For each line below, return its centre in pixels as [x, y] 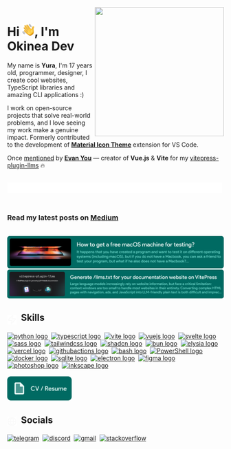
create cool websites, [37, 80]
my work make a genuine [43, 129]
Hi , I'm [33, 32]
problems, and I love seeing [46, 123]
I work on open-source [40, 108]
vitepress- [205, 158]
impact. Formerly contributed [48, 137]
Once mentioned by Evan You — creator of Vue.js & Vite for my [98, 158]
